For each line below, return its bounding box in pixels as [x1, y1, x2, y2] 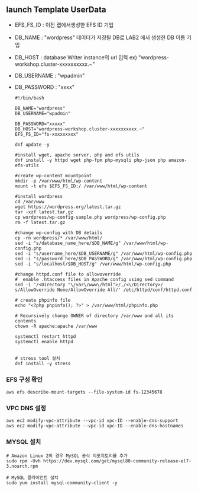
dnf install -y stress [14, 360, 71, 366]
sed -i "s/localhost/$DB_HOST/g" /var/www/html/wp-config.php [14, 261, 171, 267]
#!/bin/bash [14, 95, 44, 101]
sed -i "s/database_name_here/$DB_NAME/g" [14, 240, 121, 246]
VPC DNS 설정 [6, 404, 46, 413]
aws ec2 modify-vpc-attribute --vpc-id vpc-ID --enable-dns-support [6, 418, 178, 424]
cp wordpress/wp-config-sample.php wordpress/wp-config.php [14, 214, 166, 220]
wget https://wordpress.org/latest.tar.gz [14, 204, 121, 210]
